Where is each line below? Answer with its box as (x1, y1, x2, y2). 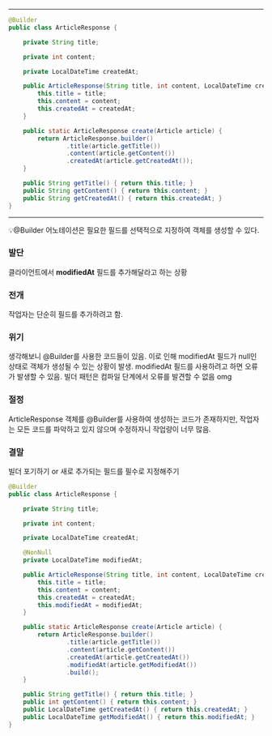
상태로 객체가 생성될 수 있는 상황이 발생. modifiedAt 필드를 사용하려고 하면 (8, 362, 244, 371)
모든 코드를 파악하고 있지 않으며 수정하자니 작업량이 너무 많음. (16, 424, 212, 434)
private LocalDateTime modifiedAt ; (23, 556, 143, 564)
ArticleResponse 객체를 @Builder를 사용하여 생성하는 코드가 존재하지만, (8, 414, 238, 424)
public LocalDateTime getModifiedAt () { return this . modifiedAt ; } (23, 712, 255, 721)
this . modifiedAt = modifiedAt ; (37, 601, 143, 609)
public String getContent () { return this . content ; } (23, 186, 208, 195)
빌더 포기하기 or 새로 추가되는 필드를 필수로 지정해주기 (8, 466, 180, 476)
